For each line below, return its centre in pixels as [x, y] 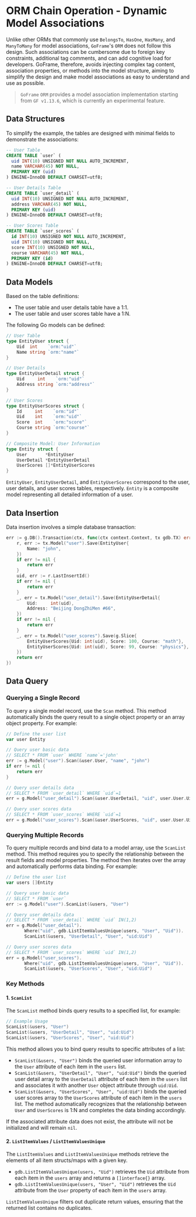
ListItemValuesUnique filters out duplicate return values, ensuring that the [94, 1202]
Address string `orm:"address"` [56, 385]
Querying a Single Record [43, 698]
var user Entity [26, 739]
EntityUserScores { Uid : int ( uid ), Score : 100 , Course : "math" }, [105, 641]
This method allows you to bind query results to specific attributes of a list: [96, 1049]
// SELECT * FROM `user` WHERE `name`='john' [62, 756]
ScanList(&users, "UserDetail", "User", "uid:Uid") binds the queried [100, 1072]
